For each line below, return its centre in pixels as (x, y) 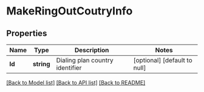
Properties (27, 33)
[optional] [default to (163, 60)
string (41, 64)
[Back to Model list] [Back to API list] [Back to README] (76, 83)
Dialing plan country (85, 60)
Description (92, 50)
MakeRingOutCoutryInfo (70, 11)
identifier (69, 68)
